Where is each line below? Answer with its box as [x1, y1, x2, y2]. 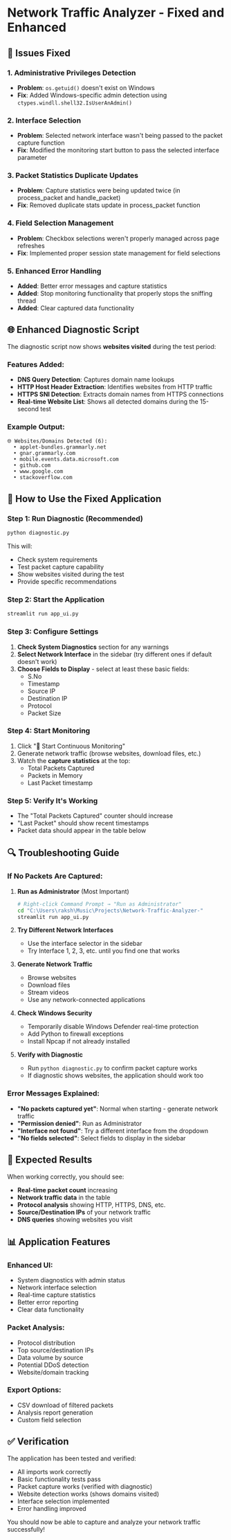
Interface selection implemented [17, 1497, 110, 1505]
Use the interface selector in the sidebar [27, 940, 143, 948]
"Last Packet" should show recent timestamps [17, 819, 149, 827]
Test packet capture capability [17, 563, 104, 571]
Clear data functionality [17, 1305, 84, 1314]
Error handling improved [17, 1504, 86, 1512]
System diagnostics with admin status [17, 1276, 126, 1284]
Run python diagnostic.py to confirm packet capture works [27, 1064, 198, 1073]
